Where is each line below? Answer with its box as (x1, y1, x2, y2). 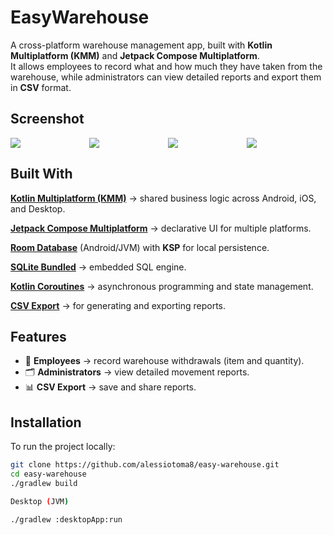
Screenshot (10, 111, 85, 128)
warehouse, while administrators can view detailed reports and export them (10, 71, 322, 83)
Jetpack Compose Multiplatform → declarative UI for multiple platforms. (10, 222, 312, 234)
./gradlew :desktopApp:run (10, 514, 123, 525)
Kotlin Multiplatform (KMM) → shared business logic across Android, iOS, (10, 192, 317, 204)
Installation (10, 414, 82, 431)
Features (10, 328, 67, 345)
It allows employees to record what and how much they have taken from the (10, 60, 323, 72)
